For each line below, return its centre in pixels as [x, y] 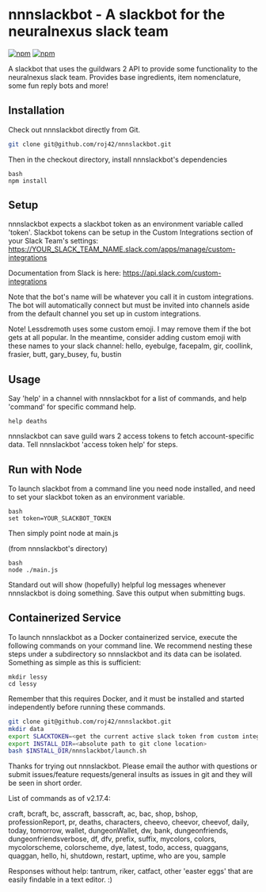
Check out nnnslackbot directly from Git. [74, 129]
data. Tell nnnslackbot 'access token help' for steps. [93, 445]
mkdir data [26, 729]
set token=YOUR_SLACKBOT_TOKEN [60, 519]
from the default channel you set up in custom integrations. [105, 314]
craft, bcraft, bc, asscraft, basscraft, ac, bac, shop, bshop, [103, 814]
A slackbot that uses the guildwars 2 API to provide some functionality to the [133, 68]
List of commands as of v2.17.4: [59, 798]
